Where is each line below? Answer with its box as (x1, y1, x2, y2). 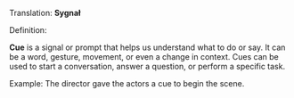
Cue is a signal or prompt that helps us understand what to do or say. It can (9, 42, 286, 53)
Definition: (9, 25, 47, 35)
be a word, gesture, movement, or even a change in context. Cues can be (9, 52, 279, 61)
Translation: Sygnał (9, 8, 81, 18)
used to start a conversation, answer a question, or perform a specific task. (9, 61, 286, 71)
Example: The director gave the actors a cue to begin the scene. (9, 78, 245, 88)
